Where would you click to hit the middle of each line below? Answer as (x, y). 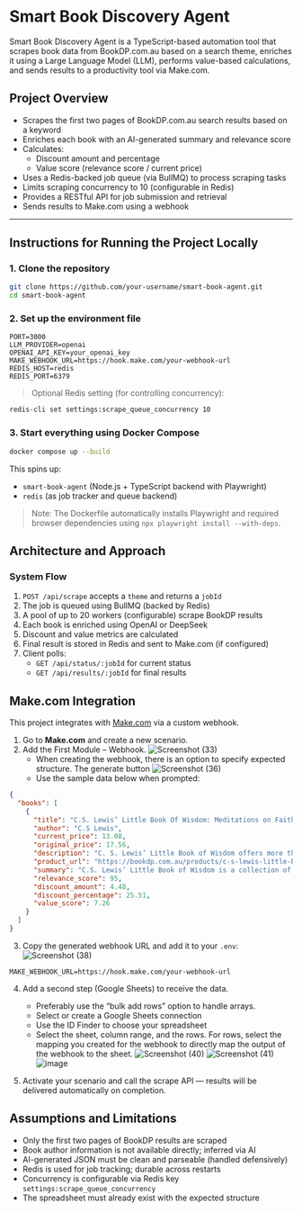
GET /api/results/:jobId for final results (111, 673)
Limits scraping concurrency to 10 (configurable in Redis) (128, 187)
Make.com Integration (73, 700)
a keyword (41, 130)
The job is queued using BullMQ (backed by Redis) (116, 606)
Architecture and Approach (88, 551)
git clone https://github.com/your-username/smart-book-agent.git (136, 287)
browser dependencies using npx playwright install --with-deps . (156, 523)
